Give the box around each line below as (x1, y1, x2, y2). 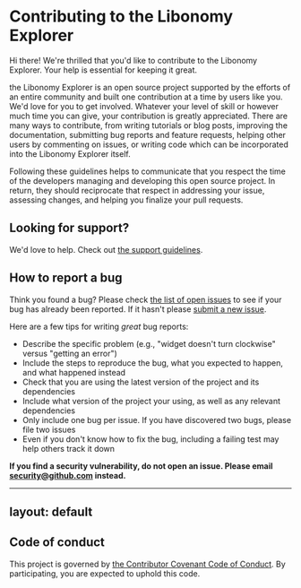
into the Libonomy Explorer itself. (9, 148, 132, 159)
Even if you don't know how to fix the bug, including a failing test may (21, 433, 279, 445)
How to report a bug (9, 271, 123, 286)
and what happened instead (21, 367, 126, 377)
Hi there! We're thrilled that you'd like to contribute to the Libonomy (9, 55, 258, 65)
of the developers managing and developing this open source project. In (9, 175, 276, 186)
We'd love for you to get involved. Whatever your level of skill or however (9, 100, 279, 111)
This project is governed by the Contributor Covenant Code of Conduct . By (9, 558, 287, 569)
